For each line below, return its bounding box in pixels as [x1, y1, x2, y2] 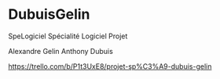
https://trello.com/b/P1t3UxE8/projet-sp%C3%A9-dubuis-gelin [8, 61, 212, 71]
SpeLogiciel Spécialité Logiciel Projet [8, 31, 128, 41]
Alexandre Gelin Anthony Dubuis [8, 46, 114, 56]
